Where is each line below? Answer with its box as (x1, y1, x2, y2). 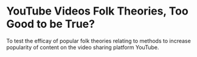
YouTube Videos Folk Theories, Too (6, 4, 188, 18)
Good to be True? (6, 17, 95, 31)
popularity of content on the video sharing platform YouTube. (6, 44, 159, 51)
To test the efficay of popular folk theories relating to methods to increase (6, 37, 192, 44)
